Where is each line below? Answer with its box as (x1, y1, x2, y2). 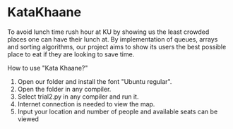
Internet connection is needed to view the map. (17, 99, 155, 108)
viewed (17, 114, 39, 123)
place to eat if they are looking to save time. (7, 50, 135, 59)
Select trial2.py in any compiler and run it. (17, 92, 139, 101)
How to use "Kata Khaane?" (7, 63, 88, 72)
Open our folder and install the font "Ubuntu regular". (17, 77, 172, 85)
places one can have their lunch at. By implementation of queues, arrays (7, 35, 218, 43)
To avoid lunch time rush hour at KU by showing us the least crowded (7, 27, 210, 36)
